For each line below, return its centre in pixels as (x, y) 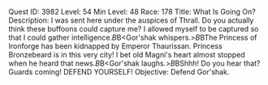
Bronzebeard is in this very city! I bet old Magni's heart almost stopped (127, 55)
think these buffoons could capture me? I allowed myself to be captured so (134, 29)
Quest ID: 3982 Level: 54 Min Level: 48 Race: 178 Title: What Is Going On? (132, 12)
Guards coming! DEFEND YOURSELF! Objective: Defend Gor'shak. (119, 72)
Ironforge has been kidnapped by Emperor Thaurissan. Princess (115, 46)
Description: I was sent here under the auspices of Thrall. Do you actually (131, 20)
